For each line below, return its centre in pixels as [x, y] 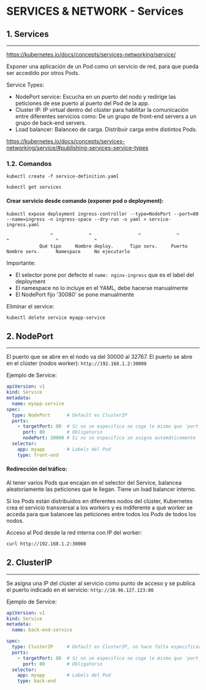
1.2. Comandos [29, 163]
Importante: [21, 263]
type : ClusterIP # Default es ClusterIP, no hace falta [90, 647]
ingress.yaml [23, 225]
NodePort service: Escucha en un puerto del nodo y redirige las [96, 97]
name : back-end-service [42, 630]
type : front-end [38, 455]
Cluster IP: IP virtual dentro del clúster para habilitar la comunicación [102, 110]
